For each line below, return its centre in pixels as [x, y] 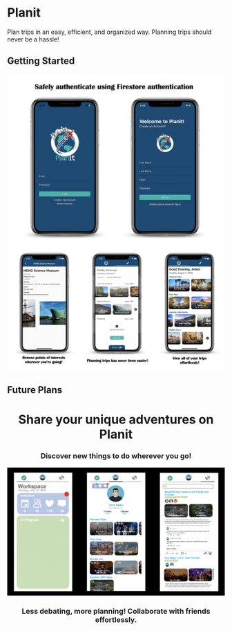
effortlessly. [116, 619]
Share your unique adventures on [116, 420]
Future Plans [35, 390]
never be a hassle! [33, 39]
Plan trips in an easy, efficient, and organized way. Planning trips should [109, 32]
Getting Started [41, 61]
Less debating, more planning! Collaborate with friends [116, 611]
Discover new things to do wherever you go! [116, 456]
